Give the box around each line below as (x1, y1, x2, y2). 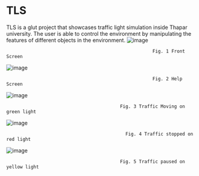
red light (6, 136, 31, 142)
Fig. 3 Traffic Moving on (120, 103, 186, 109)
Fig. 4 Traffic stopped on (125, 131, 194, 137)
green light (6, 108, 36, 115)
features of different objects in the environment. (6, 36, 126, 44)
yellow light (6, 164, 39, 170)
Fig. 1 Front (152, 48, 186, 54)
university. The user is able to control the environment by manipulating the (6, 30, 192, 37)
